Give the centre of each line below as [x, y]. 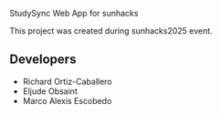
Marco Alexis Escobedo [67, 100]
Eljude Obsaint [50, 91]
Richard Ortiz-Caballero [67, 81]
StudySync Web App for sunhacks [74, 13]
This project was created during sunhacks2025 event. [111, 31]
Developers [43, 60]
